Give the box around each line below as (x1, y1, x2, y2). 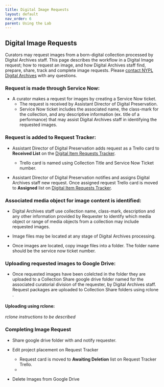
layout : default (5, 12, 38, 17)
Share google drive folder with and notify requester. (12, 337, 117, 343)
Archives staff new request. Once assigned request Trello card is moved (12, 179, 158, 186)
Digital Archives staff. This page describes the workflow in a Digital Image (5, 57, 154, 63)
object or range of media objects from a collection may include (12, 218, 139, 224)
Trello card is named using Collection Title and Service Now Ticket (19, 160, 154, 166)
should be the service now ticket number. (12, 248, 96, 254)
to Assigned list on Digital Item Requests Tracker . (12, 185, 112, 191)
